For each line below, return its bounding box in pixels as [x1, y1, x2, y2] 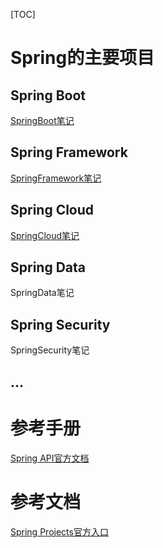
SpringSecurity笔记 [10, 344, 90, 356]
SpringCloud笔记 [10, 229, 80, 241]
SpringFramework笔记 [10, 172, 102, 184]
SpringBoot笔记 [10, 115, 75, 126]
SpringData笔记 [10, 287, 75, 299]
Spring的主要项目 [10, 47, 155, 69]
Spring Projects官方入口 [10, 525, 109, 538]
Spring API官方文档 [10, 452, 90, 464]
